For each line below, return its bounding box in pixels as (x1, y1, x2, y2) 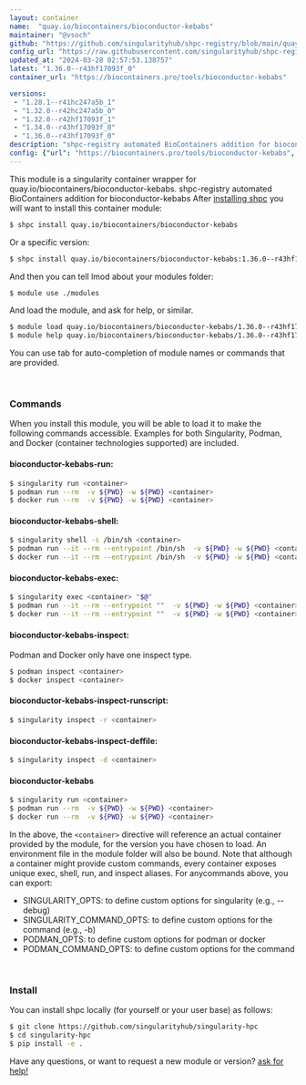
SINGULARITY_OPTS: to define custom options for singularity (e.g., (22, 894, 275, 905)
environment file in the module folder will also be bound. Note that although (9, 848, 293, 859)
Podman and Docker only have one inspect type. (9, 649, 193, 661)
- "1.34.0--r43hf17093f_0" (13, 123, 117, 132)
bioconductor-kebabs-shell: (9, 515, 119, 526)
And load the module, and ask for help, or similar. (9, 305, 194, 315)
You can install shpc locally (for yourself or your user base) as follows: (9, 1005, 273, 1016)
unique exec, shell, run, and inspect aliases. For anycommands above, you (9, 867, 289, 878)
